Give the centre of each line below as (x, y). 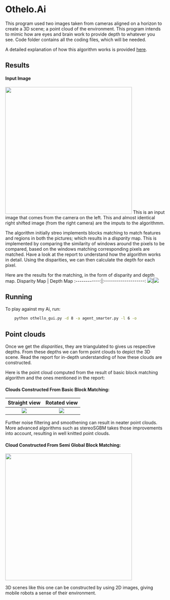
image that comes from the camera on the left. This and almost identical (80, 217)
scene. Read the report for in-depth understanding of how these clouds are (84, 357)
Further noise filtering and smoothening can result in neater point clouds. (81, 423)
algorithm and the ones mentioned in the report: (55, 378)
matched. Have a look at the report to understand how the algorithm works (83, 254)
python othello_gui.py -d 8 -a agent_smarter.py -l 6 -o (76, 318)
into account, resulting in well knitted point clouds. (58, 434)
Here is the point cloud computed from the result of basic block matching (82, 373)
